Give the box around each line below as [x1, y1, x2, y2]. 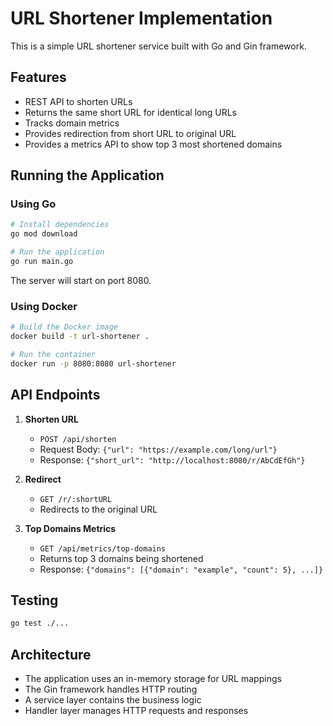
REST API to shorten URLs [24, 95, 133, 107]
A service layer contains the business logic [24, 694, 202, 706]
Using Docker [10, 299, 78, 313]
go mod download [10, 229, 78, 239]
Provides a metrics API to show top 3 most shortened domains [24, 138, 283, 150]
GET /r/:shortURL [39, 494, 113, 504]
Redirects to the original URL [39, 503, 158, 515]
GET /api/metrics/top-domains [39, 543, 167, 554]
